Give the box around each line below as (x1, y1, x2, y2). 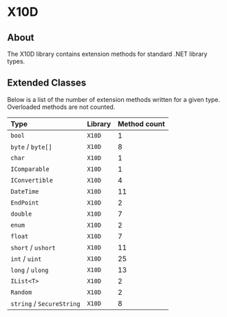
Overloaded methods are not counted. (7, 103, 116, 111)
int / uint (10, 254, 42, 263)
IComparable (10, 165, 50, 173)
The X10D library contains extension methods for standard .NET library (7, 50, 208, 58)
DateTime (10, 187, 39, 195)
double (10, 209, 32, 218)
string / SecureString (10, 298, 80, 308)
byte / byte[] (10, 142, 53, 152)
